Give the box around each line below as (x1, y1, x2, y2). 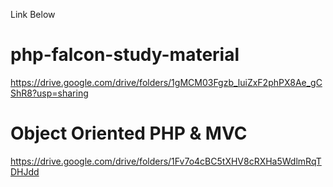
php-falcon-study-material (10, 44, 240, 66)
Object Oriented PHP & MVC (10, 122, 248, 145)
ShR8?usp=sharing (10, 87, 89, 99)
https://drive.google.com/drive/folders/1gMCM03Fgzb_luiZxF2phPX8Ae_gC (10, 76, 323, 88)
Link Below (10, 9, 56, 20)
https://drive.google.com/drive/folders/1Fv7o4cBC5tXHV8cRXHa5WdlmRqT (10, 155, 322, 167)
